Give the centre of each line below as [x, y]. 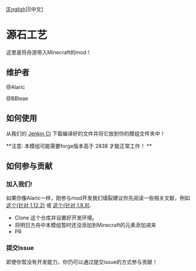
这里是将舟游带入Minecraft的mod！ [49, 52]
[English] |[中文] [25, 9]
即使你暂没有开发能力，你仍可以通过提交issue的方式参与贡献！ [82, 262]
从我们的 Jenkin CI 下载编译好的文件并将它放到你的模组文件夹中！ [86, 133]
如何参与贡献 [29, 166]
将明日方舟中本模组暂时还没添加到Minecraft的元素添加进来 [85, 225]
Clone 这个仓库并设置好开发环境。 [56, 218]
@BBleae [17, 98]
